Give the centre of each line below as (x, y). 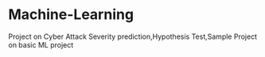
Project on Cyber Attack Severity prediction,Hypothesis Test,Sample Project (132, 36)
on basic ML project (41, 44)
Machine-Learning (71, 15)
